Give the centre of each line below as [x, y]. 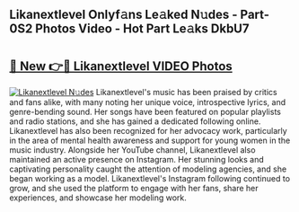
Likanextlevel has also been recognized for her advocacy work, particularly [148, 131]
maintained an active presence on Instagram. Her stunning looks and [137, 159]
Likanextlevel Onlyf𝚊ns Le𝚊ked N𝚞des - [123, 15]
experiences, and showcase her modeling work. [98, 198]
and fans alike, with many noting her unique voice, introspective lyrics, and [147, 102]
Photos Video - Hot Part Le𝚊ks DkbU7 [142, 29]
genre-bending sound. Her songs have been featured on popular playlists [145, 112]
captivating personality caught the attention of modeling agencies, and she [148, 169]
